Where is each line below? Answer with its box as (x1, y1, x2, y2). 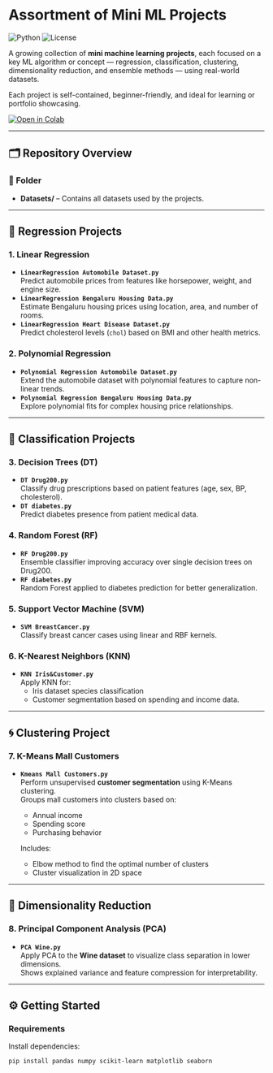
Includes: (19, 843, 51, 853)
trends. (41, 383, 65, 393)
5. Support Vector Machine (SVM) (8, 603, 145, 614)
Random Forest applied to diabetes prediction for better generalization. (19, 582, 258, 592)
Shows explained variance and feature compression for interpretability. (19, 967, 258, 977)
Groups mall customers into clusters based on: (19, 794, 177, 804)
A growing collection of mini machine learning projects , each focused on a (8, 48, 262, 58)
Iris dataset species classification (32, 686, 145, 696)
